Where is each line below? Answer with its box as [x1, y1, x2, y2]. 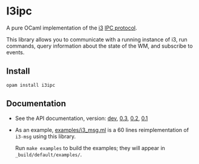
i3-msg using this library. [15, 133, 76, 140]
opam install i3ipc [6, 82, 56, 88]
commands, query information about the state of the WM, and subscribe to [6, 42, 193, 49]
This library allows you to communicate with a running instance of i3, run [6, 36, 188, 43]
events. [6, 48, 25, 55]
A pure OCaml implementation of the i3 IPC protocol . [6, 24, 137, 31]
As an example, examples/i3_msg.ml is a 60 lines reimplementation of [15, 126, 189, 133]
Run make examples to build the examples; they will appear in [15, 144, 165, 151]
